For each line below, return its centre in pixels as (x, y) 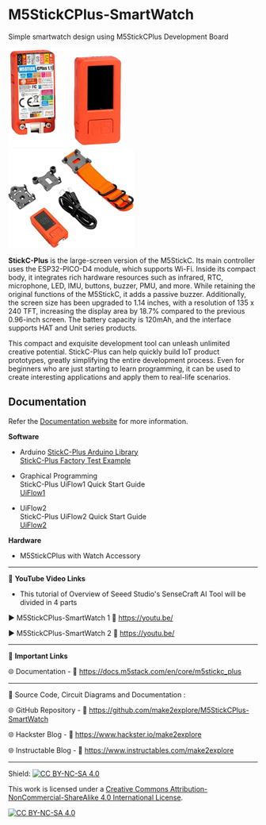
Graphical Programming (58, 476)
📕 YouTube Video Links (47, 578)
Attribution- (189, 788)
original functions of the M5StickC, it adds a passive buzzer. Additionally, (127, 294)
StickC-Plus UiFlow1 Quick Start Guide (82, 484)
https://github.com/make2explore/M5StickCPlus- (169, 710)
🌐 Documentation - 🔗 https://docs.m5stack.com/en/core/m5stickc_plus (125, 671)
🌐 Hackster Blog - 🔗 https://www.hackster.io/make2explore (105, 734)
